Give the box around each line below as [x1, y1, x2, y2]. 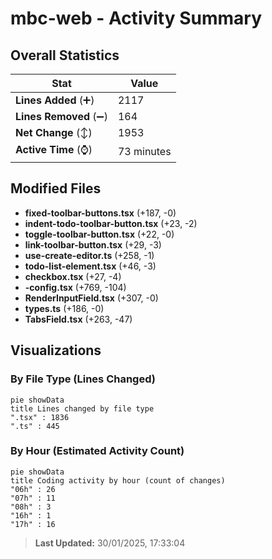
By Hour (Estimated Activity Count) [10, 444, 185, 458]
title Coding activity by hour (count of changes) [10, 475, 226, 486]
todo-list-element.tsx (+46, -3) [24, 260, 157, 272]
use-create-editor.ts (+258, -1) [24, 249, 155, 261]
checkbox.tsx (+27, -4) [24, 270, 122, 282]
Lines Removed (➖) [15, 110, 108, 123]
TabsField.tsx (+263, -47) [24, 313, 133, 325]
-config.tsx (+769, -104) [24, 281, 127, 293]
